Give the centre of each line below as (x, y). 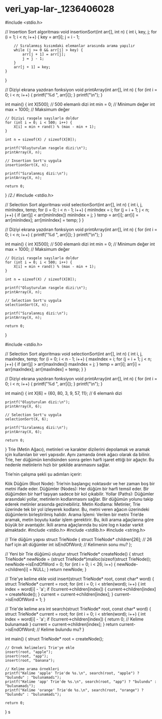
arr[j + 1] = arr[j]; (44, 54)
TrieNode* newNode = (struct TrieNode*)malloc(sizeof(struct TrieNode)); (78, 559)
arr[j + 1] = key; (32, 67)
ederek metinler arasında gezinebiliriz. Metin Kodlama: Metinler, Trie (73, 504)
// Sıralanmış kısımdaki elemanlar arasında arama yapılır (74, 46)
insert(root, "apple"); (29, 652)
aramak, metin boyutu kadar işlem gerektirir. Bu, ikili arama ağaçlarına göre (79, 520)
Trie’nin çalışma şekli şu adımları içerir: (44, 474)
